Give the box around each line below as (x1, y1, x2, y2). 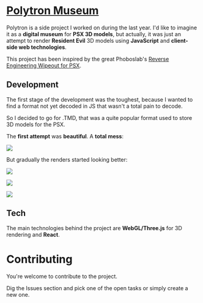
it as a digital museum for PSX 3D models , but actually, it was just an (6, 30, 182, 37)
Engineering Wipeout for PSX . (6, 62, 81, 69)
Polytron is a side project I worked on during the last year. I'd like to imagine (6, 24, 197, 31)
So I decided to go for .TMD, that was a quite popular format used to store (6, 114, 193, 121)
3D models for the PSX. (6, 121, 65, 128)
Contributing (6, 252, 73, 266)
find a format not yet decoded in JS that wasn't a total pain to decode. (6, 102, 183, 110)
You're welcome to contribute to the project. (6, 272, 118, 280)
